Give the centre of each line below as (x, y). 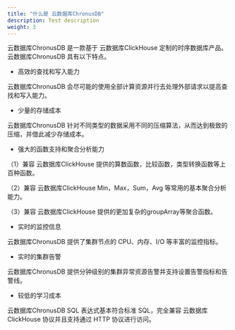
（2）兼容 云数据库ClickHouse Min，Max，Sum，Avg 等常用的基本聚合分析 (117, 188)
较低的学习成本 (39, 295)
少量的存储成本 (39, 111)
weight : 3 (22, 27)
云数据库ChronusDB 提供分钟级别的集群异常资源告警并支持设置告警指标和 (115, 271)
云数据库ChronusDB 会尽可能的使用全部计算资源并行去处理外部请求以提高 (115, 87)
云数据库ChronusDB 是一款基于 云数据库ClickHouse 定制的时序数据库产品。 (117, 48)
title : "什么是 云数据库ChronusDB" (56, 14)
